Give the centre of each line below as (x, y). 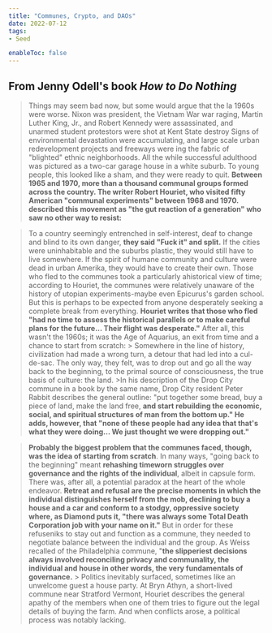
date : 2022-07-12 (38, 24)
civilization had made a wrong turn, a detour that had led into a (133, 354)
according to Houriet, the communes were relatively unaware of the (141, 285)
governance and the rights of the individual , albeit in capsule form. (142, 473)
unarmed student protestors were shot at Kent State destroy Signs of (143, 131)
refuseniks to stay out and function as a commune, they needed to (139, 533)
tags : (17, 31)
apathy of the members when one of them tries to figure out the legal (144, 602)
